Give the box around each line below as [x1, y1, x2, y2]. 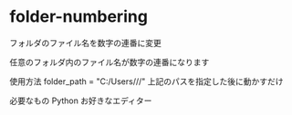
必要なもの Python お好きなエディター [9, 95, 152, 106]
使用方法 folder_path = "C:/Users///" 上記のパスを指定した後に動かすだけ [9, 75, 284, 87]
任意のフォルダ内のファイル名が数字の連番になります [9, 56, 210, 67]
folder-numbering [9, 6, 149, 27]
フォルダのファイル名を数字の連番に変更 [9, 37, 162, 48]
